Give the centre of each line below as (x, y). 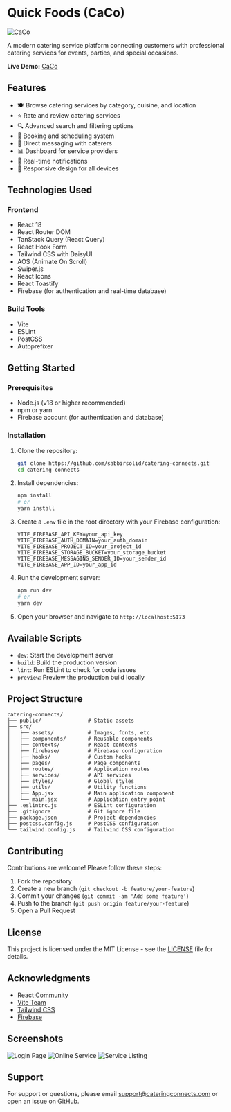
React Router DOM (44, 232)
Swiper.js (30, 269)
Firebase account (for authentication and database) (91, 418)
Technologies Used (49, 190)
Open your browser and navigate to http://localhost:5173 (101, 616)
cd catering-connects (48, 470)
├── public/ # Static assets (71, 721)
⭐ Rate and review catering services (69, 115)
